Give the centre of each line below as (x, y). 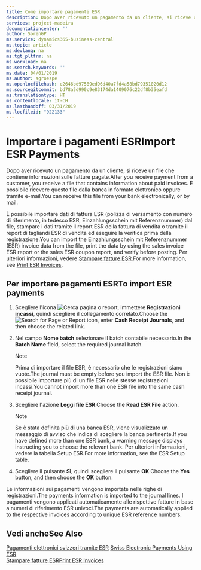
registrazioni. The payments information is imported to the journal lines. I (95, 496)
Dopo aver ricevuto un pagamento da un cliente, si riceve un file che (90, 170)
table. (22, 460)
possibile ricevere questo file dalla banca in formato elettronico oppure (93, 190)
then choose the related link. (50, 327)
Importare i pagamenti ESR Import (91, 141)
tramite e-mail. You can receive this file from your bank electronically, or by (98, 196)
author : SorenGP (26, 34)
